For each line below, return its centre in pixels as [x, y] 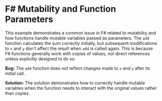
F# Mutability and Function [61, 9]
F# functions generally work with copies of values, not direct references [78, 53]
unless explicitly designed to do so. [40, 59]
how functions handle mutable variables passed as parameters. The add [77, 38]
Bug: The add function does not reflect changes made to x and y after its [78, 68]
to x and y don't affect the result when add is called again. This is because [79, 48]
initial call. [15, 73]
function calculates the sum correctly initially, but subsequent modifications [81, 43]
